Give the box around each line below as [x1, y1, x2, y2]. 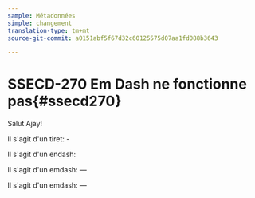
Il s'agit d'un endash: [7, 149, 76, 160]
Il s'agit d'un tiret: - [7, 134, 70, 144]
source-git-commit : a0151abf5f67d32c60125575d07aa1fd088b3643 [7, 34, 218, 42]
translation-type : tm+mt [7, 26, 90, 34]
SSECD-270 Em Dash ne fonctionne [7, 75, 248, 93]
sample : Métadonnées [7, 11, 76, 20]
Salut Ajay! [7, 119, 43, 129]
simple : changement [7, 19, 73, 27]
